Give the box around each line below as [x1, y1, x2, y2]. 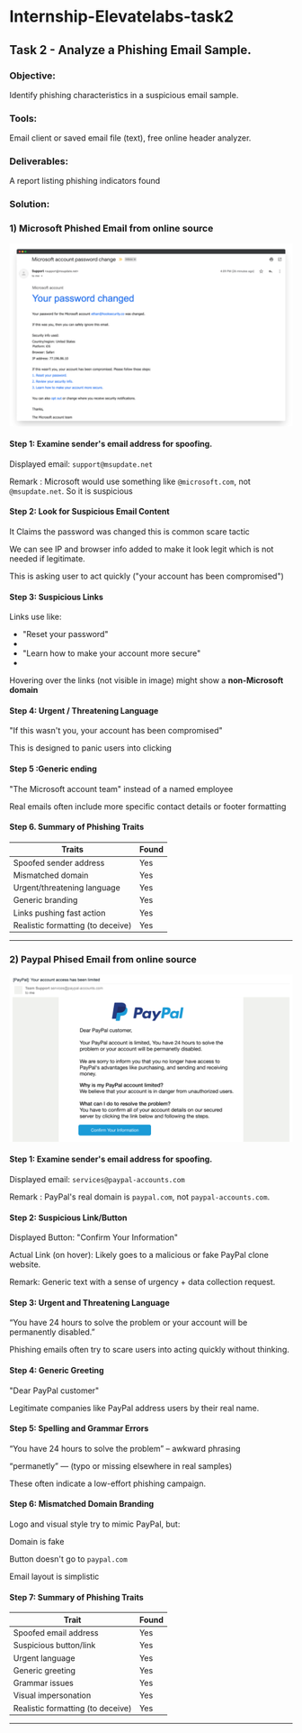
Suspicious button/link [13, 1640, 96, 1651]
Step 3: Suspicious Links [9, 591, 103, 602]
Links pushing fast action [13, 908, 106, 918]
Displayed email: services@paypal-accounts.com [9, 1174, 186, 1185]
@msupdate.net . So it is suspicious [9, 485, 133, 497]
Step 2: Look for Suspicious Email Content [9, 506, 170, 517]
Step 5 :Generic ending [9, 763, 97, 774]
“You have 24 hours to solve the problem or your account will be [9, 1318, 248, 1328]
